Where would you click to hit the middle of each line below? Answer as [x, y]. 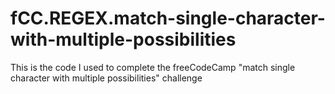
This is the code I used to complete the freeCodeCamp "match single [153, 67]
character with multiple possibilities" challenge [106, 78]
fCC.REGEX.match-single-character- [168, 18]
